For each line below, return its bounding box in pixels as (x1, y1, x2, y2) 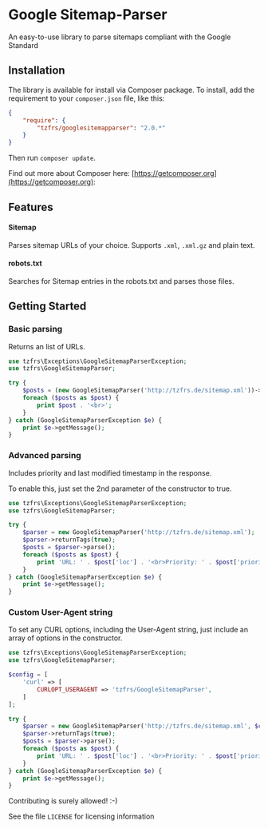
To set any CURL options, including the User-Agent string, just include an (8, 625, 249, 635)
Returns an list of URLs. (8, 341, 85, 351)
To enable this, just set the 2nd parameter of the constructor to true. (8, 484, 232, 493)
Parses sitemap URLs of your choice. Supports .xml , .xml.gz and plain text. (8, 240, 255, 249)
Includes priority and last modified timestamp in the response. (8, 468, 212, 477)
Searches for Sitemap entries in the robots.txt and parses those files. (8, 276, 235, 285)
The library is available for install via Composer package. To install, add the (8, 85, 255, 94)
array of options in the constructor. (8, 633, 123, 643)
